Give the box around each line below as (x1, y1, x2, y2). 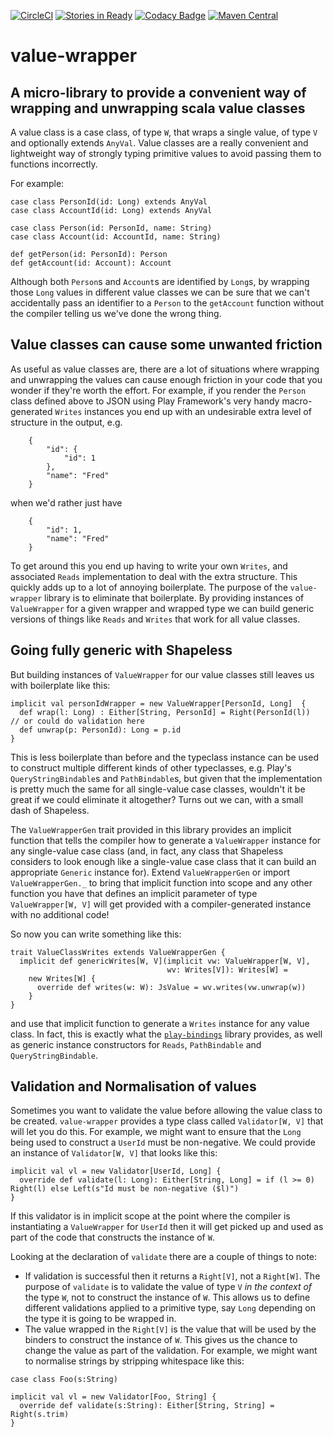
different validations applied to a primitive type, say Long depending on (24, 1302, 316, 1314)
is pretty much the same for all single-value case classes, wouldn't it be (10, 783, 306, 795)
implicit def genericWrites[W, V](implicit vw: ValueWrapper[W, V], (19, 956, 311, 966)
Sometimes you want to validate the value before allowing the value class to (10, 1105, 323, 1117)
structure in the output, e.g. (10, 416, 123, 428)
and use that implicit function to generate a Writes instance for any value (10, 1017, 310, 1029)
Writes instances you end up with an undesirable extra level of (54, 405, 312, 417)
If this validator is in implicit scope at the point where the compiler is (10, 1210, 291, 1222)
